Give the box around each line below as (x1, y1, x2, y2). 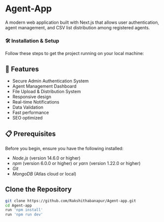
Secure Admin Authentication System (12, 78, 89, 84)
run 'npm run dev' (5, 212, 43, 217)
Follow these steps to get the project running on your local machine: (5, 51, 144, 56)
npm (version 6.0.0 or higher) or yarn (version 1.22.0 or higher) (12, 160, 141, 166)
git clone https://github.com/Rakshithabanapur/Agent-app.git (5, 198, 136, 203)
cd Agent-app (5, 203, 32, 208)
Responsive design (12, 94, 52, 100)
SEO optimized (12, 115, 43, 121)
